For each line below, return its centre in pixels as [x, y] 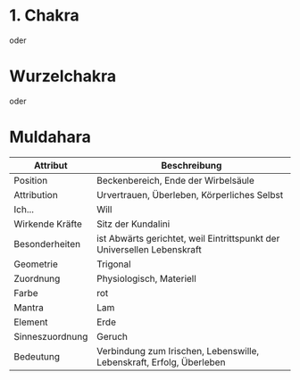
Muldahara [50, 137]
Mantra [29, 307]
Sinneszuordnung [51, 336]
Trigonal [114, 264]
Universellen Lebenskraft [150, 249]
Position [31, 180]
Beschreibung [191, 165]
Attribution [36, 194]
